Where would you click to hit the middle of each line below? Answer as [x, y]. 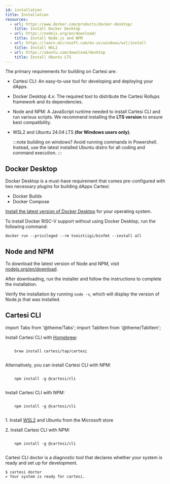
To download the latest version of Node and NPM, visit [62, 264]
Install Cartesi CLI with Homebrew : [41, 337]
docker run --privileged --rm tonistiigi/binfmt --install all [74, 236]
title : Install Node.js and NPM [48, 39]
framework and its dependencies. [48, 102]
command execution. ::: [37, 153]
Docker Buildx [27, 196]
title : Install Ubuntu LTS [43, 57]
